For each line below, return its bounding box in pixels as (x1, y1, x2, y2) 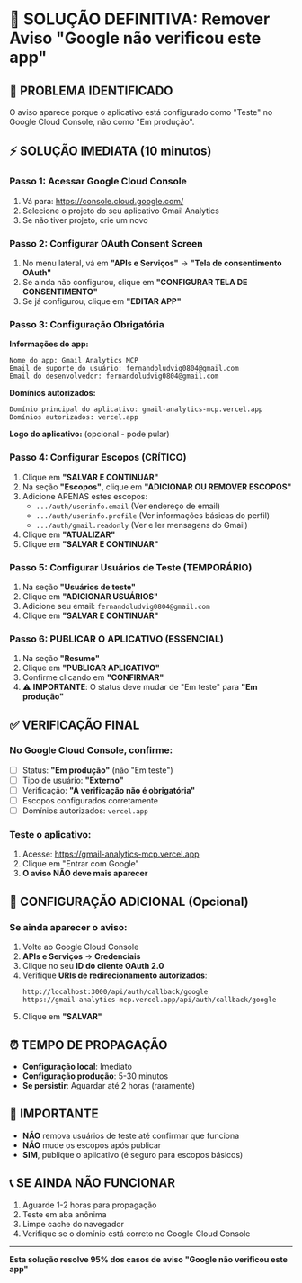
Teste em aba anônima (22, 1208, 107, 1219)
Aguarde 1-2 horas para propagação (22, 1199, 157, 1210)
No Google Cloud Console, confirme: (9, 744, 173, 757)
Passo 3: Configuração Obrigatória (9, 318, 164, 330)
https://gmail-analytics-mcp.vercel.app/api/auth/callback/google (22, 995, 277, 1005)
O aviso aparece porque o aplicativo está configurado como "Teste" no (9, 107, 273, 117)
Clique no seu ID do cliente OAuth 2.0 (22, 961, 164, 972)
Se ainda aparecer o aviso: (9, 920, 128, 933)
